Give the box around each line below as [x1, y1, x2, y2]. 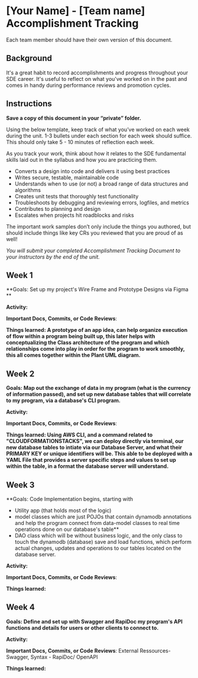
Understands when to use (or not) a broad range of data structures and [14, 180, 189, 187]
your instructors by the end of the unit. [6, 253, 100, 260]
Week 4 [6, 602, 35, 612]
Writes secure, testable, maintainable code [14, 174, 119, 181]
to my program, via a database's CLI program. [6, 397, 121, 404]
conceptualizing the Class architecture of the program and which [6, 339, 170, 346]
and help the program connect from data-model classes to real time [14, 520, 180, 526]
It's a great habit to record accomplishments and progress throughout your [6, 69, 189, 76]
